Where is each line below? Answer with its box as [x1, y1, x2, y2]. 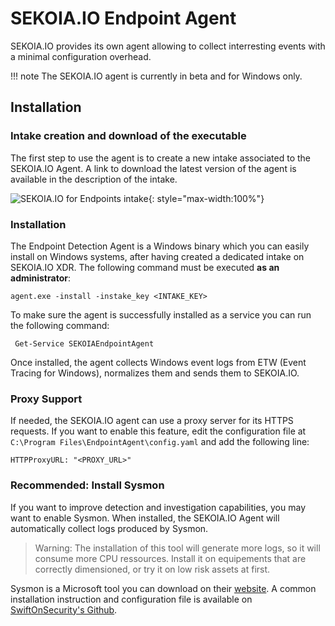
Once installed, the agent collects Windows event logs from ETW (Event [10, 356, 307, 368]
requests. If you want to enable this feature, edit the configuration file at [10, 425, 307, 437]
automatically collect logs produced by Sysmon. [10, 522, 209, 534]
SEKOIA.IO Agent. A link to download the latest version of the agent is [10, 162, 297, 174]
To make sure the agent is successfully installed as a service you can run [10, 308, 312, 321]
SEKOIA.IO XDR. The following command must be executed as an [10, 261, 280, 273]
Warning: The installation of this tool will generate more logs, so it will [34, 542, 321, 554]
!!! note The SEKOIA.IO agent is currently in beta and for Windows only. [10, 70, 303, 82]
